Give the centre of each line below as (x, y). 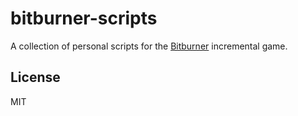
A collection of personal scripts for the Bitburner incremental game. (149, 46)
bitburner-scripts (84, 18)
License (35, 77)
